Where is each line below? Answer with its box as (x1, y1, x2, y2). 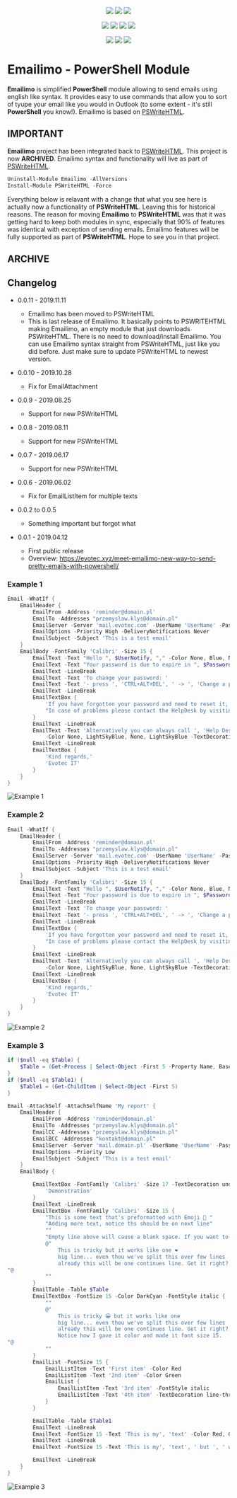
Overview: (28, 554, 59, 563)
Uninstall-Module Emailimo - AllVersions (7, 175, 128, 183)
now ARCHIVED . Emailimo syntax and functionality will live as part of (7, 154, 208, 163)
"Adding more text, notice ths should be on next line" (44, 1221, 213, 1228)
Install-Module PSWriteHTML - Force (7, 182, 112, 189)
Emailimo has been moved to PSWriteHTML (28, 309, 155, 318)
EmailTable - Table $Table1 (32, 1417, 112, 1424)
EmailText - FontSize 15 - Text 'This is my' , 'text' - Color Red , (32, 1430, 226, 1438)
